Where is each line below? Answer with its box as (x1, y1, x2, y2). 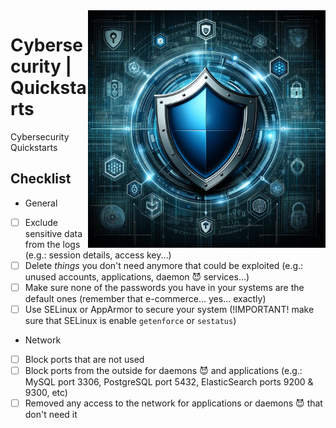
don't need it (24, 409, 78, 421)
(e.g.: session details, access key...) (24, 249, 172, 261)
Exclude (24, 216, 58, 228)
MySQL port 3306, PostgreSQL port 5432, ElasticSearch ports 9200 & (24, 376, 314, 388)
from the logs (24, 238, 81, 250)
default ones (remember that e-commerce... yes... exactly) (24, 292, 267, 304)
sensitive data (24, 227, 83, 239)
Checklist (10, 170, 72, 188)
